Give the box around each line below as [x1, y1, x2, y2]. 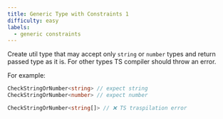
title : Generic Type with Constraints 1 [7, 10, 130, 18]
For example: [7, 71, 46, 80]
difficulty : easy [7, 17, 59, 24]
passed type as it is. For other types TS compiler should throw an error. [7, 58, 217, 66]
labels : [7, 24, 31, 31]
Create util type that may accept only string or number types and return [7, 50, 216, 58]
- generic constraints [14, 30, 81, 38]
